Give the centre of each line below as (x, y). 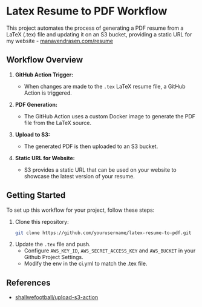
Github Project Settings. (54, 257)
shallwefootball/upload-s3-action (57, 297)
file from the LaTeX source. (58, 123)
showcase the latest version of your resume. (79, 176)
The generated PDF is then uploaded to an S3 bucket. (91, 146)
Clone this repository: (42, 221)
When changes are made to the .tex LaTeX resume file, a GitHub (105, 86)
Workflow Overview (45, 60)
